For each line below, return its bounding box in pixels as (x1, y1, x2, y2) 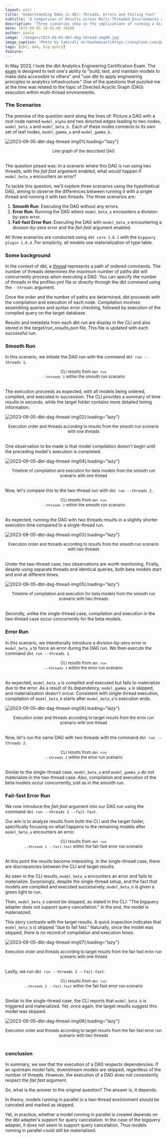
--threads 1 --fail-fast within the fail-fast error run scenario (24, 843, 143, 849)
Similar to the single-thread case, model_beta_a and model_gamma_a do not (5, 769, 155, 775)
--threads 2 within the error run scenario (44, 754, 123, 760)
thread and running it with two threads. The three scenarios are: (5, 193, 136, 199)
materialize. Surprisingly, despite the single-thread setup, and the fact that (5, 878, 158, 884)
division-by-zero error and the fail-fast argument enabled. (12, 224, 132, 230)
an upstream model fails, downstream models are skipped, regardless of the (5, 1067, 162, 1073)
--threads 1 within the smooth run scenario (42, 374, 125, 379)
